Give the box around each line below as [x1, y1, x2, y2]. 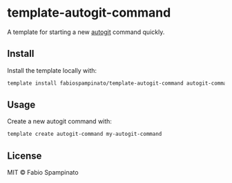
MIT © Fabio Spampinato [7, 168, 79, 177]
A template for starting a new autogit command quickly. [7, 28, 165, 36]
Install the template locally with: [7, 66, 97, 74]
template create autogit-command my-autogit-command [7, 130, 162, 138]
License [7, 150, 42, 162]
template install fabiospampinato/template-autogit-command [7, 80, 184, 87]
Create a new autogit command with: [7, 117, 113, 125]
